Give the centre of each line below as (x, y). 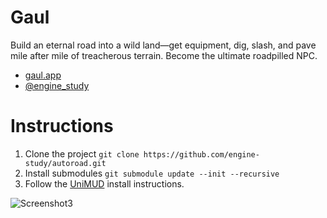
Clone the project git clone (82, 153)
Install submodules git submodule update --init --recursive (152, 173)
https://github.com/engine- (201, 154)
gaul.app (43, 75)
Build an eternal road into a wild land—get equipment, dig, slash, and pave (163, 45)
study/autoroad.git (65, 163)
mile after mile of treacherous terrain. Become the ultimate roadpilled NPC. (164, 55)
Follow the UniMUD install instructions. (104, 183)
